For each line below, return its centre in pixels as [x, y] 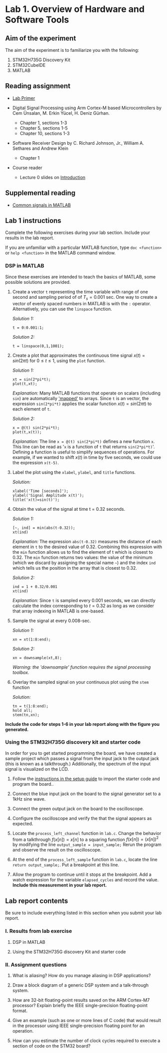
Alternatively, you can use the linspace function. [62, 309]
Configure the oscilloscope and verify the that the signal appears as [82, 818]
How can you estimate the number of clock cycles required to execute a [86, 1041]
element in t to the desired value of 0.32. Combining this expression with [87, 547]
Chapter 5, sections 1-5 [44, 128]
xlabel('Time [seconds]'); [40, 491]
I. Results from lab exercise [39, 931]
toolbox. [21, 672]
